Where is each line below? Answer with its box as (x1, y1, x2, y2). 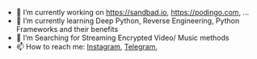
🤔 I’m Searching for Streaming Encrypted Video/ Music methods (15, 33, 230, 42)
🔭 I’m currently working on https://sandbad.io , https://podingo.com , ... (15, 8, 249, 17)
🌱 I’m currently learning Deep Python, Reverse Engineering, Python (15, 16, 240, 26)
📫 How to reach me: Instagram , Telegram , (15, 42, 158, 51)
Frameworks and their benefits (15, 25, 119, 33)
